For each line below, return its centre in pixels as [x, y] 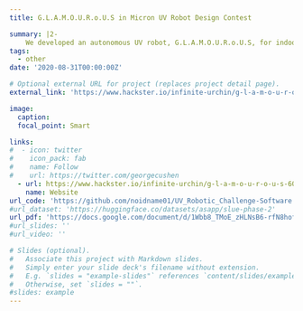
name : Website [52, 192]
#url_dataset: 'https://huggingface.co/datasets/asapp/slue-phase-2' [143, 209]
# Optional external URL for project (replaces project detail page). [145, 84]
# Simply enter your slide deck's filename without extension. [134, 268]
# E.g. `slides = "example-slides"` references [105, 276]
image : [22, 108]
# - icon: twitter [46, 150]
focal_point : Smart [54, 126]
